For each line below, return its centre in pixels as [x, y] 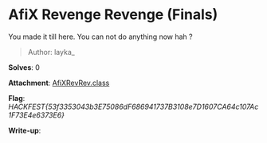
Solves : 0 [24, 67]
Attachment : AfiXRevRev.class [59, 83]
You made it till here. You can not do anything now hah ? [100, 37]
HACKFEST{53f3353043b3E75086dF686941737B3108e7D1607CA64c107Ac [133, 106]
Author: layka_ [51, 52]
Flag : [17, 98]
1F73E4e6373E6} [37, 115]
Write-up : [25, 130]
